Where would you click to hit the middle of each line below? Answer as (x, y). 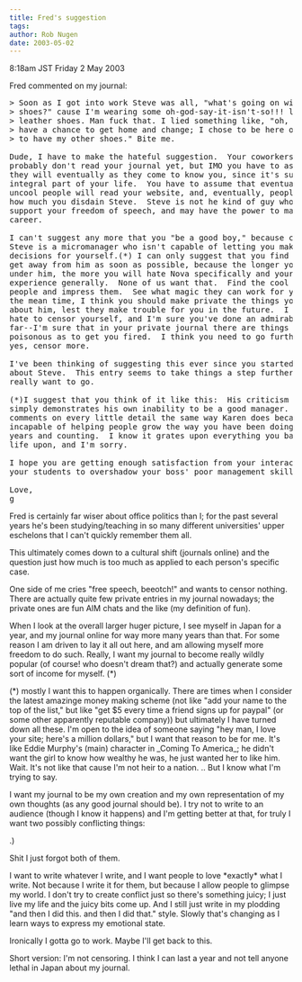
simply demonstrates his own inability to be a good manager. (149, 409)
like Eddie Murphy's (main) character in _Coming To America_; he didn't (142, 749)
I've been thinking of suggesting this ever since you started (151, 364)
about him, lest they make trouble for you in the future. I (149, 310)
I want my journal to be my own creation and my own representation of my (147, 795)
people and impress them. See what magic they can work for (147, 292)
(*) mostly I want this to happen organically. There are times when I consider (151, 691)
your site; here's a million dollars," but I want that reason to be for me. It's (145, 739)
